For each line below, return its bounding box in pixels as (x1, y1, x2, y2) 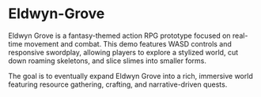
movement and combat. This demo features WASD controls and (24, 39, 232, 48)
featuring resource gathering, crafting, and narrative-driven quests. (8, 80, 228, 89)
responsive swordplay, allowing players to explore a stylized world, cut (8, 47, 239, 57)
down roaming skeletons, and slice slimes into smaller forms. (8, 56, 207, 65)
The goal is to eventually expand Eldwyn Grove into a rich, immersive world (8, 71, 253, 80)
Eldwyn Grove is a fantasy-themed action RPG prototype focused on (8, 31, 231, 40)
